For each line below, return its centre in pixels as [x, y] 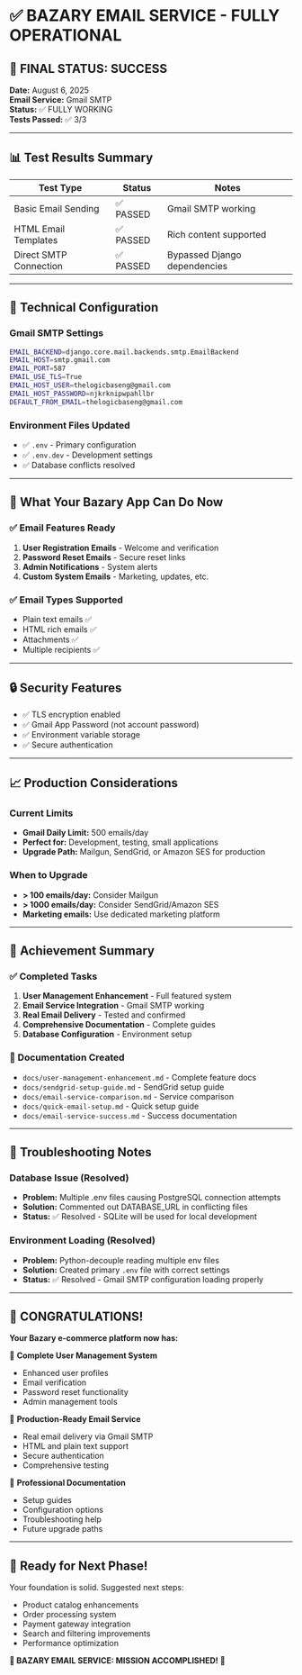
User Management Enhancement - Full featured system [127, 996]
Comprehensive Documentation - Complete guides [119, 1025]
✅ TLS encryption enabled [71, 714]
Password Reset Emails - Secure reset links [104, 557]
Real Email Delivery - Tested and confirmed [104, 1015]
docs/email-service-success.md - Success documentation [129, 1115]
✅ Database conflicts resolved [79, 465]
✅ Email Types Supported [67, 600]
